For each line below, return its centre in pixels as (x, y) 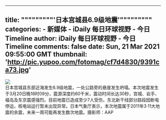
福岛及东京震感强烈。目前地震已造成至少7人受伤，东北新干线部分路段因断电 (82, 100)
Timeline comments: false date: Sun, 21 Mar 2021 (82, 47)
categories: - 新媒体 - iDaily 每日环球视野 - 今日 (78, 30)
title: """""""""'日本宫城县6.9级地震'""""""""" (79, 20)
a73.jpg (17, 70)
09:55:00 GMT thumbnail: (46, 54)
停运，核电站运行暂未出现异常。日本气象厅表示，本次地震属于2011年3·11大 (80, 106)
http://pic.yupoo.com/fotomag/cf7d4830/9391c (83, 62)
